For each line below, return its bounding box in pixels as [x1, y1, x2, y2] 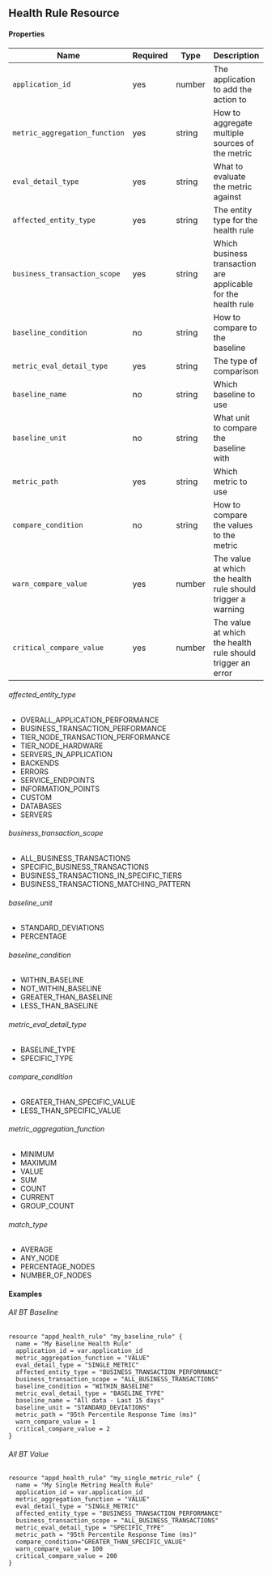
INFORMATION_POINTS [19, 784, 100, 794]
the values [213, 519, 253, 530]
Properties [8, 28, 45, 39]
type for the [213, 214, 258, 225]
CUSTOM [19, 792, 53, 802]
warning [213, 603, 244, 614]
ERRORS [19, 766, 49, 777]
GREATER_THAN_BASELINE [19, 992, 113, 1002]
